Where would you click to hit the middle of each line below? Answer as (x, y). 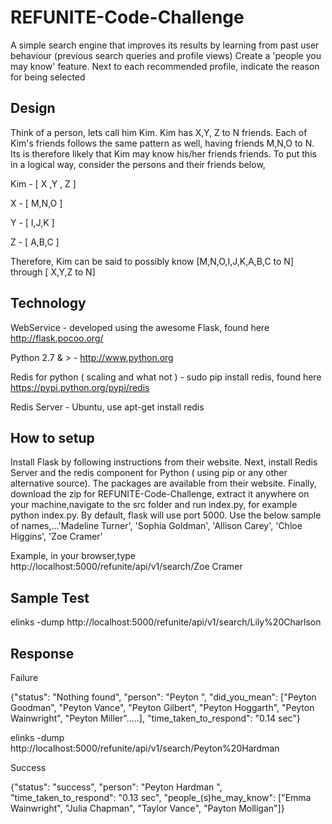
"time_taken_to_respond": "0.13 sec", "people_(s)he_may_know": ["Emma (161, 797)
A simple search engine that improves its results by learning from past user (165, 45)
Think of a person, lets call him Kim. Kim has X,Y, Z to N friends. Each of (159, 132)
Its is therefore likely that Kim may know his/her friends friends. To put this (163, 153)
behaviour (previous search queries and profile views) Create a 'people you (166, 55)
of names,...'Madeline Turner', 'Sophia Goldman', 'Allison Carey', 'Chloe (156, 526)
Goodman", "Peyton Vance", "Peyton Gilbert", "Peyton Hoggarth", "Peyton (162, 707)
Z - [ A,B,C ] (35, 242)
